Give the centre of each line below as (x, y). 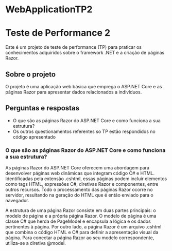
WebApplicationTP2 (49, 9)
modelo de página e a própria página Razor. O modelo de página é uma (81, 216)
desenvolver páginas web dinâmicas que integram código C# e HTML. (80, 173)
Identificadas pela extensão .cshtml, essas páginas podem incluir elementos (86, 179)
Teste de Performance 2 (58, 33)
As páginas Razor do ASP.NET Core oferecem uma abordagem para (77, 168)
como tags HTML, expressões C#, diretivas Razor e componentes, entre (82, 184)
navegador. (17, 201)
